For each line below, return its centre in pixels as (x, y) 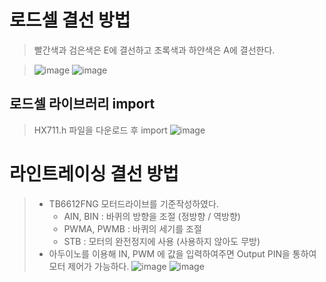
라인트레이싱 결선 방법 (94, 173)
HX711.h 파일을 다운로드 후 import (100, 130)
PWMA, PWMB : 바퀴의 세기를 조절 (132, 228)
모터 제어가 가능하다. (89, 266)
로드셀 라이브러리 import (82, 104)
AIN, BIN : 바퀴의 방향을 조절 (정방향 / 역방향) (152, 216)
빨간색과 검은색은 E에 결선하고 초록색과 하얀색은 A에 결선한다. (154, 50)
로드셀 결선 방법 (70, 20)
